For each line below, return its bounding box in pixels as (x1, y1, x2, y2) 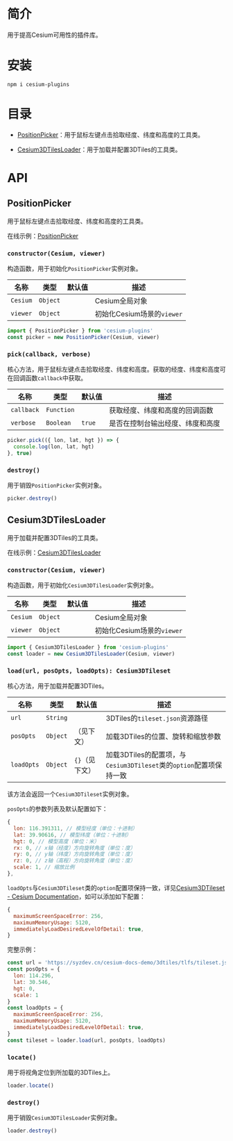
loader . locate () (7, 1082, 54, 1090)
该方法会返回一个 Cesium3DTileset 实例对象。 (7, 790, 133, 798)
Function (46, 406, 75, 414)
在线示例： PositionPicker (7, 231, 78, 240)
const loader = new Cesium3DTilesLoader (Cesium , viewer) (7, 650, 175, 657)
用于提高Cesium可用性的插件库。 (7, 31, 102, 39)
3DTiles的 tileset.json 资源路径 (105, 714, 208, 723)
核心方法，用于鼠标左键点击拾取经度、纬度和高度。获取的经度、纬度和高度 (7, 366, 220, 374)
